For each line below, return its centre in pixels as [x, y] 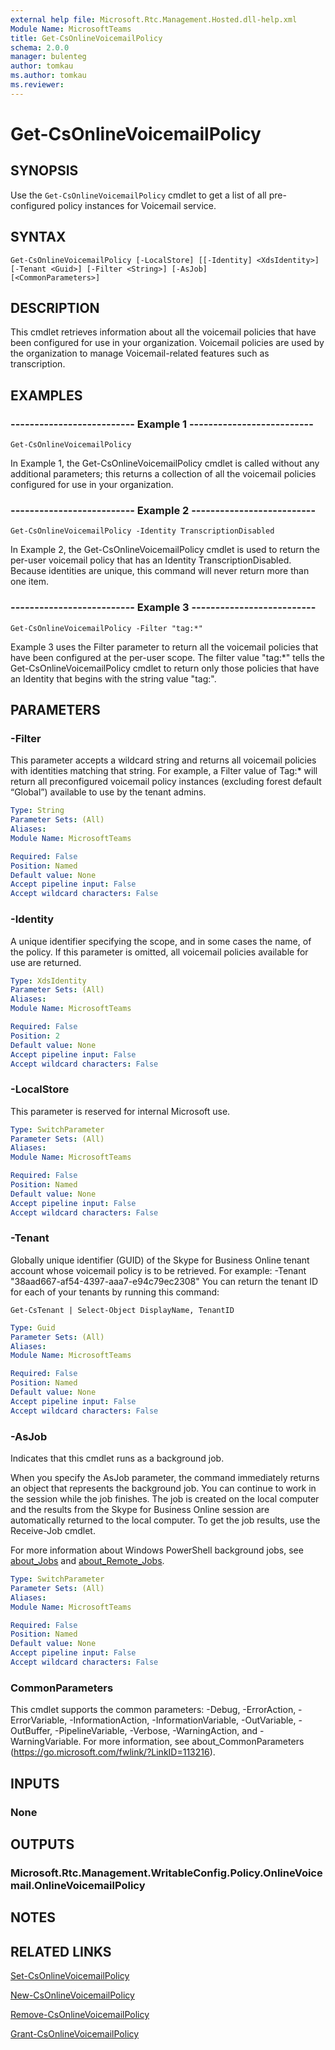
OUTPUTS [42, 1844]
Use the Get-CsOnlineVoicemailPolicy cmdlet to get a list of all [138, 195]
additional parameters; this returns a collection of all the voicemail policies [163, 474]
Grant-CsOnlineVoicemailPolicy [75, 2034]
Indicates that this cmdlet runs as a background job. [117, 1458]
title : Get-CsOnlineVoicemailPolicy [86, 38]
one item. [30, 582]
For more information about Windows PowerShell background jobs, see [157, 1550]
